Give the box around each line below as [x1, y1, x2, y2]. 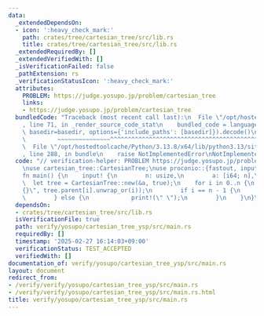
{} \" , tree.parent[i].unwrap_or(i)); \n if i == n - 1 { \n [22, 186, 241, 194]
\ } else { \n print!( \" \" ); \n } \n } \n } [22, 194, 255, 202]
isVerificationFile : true [15, 216, 101, 223]
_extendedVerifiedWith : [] [15, 56, 104, 64]
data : [8, 11, 26, 20]
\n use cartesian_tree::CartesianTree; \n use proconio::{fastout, [22, 165, 237, 173]
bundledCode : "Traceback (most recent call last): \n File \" [15, 114, 223, 122]
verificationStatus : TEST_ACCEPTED [15, 245, 132, 252]
